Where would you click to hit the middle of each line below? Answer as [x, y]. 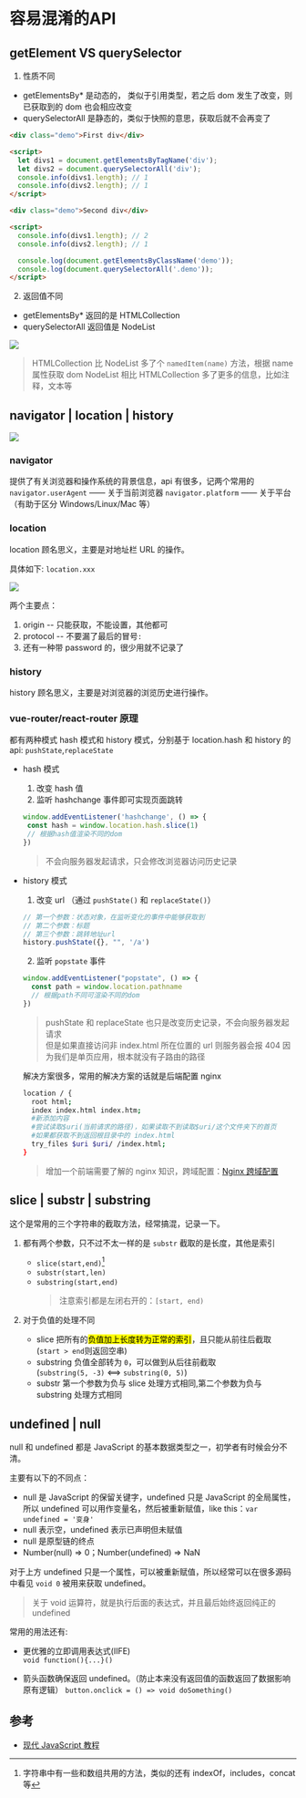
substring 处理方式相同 [79, 1395]
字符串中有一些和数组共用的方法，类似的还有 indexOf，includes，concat [159, 1772]
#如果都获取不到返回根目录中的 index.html [103, 1136]
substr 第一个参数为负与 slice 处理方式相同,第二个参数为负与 [149, 1383]
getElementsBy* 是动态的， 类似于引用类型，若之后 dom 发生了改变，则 [158, 95]
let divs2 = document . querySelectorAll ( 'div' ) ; [110, 169]
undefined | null [56, 1424]
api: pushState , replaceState [61, 750]
